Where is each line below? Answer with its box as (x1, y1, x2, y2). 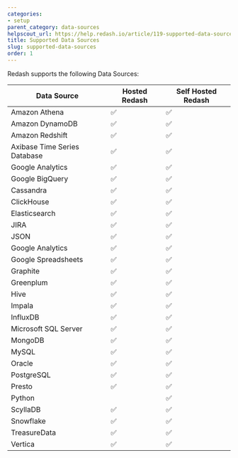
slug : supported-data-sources (7, 43, 97, 50)
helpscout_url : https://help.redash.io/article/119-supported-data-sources (7, 30, 236, 38)
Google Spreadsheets (11, 254, 84, 264)
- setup (7, 17, 30, 24)
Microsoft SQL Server (11, 324, 83, 334)
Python (11, 393, 35, 403)
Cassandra (11, 185, 47, 195)
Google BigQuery (11, 173, 69, 183)
